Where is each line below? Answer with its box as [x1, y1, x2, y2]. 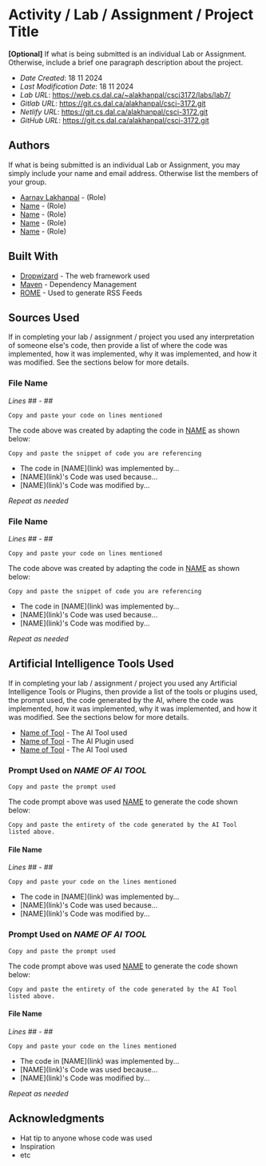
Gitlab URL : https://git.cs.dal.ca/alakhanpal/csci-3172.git [19, 98, 206, 108]
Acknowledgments [8, 1112, 105, 1125]
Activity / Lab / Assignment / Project [8, 6, 254, 24]
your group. [8, 177, 47, 186]
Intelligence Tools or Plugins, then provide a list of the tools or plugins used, [8, 686, 258, 697]
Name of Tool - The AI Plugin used [19, 736, 134, 745]
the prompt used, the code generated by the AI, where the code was [8, 695, 234, 705]
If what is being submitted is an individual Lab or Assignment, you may [8, 160, 240, 170]
